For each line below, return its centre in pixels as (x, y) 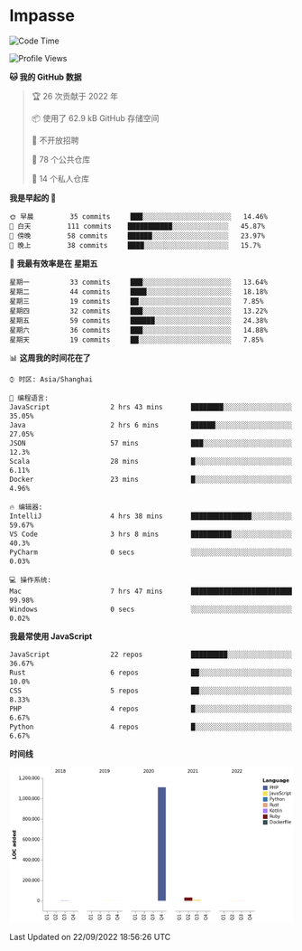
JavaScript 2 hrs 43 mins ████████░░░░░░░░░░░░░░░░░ (151, 407)
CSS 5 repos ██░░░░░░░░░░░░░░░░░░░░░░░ (151, 691)
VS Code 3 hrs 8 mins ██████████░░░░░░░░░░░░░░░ (151, 534)
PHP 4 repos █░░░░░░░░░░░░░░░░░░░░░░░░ (151, 709)
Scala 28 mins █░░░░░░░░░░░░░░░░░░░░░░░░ (151, 461)
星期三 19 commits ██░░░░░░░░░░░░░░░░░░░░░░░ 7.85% (137, 301)
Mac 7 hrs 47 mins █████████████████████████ (151, 591)
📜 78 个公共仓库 (61, 159)
